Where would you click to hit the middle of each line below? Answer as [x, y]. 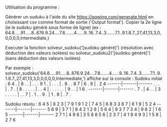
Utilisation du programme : [32, 7]
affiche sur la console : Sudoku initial [124, 78]
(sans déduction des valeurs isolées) [43, 58]
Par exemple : [19, 68]
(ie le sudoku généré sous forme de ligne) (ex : [53, 27]
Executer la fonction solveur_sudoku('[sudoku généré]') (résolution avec [79, 48]
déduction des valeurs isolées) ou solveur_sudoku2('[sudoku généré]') [78, 53]
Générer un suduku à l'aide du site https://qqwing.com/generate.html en [79, 17]
